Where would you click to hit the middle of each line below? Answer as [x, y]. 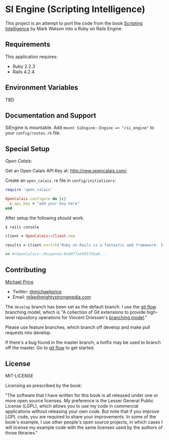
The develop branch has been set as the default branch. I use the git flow [81, 307]
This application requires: [31, 56]
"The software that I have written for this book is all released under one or [82, 395]
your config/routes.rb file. [33, 133]
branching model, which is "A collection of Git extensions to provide [75, 312]
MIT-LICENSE [19, 375]
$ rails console [22, 227]
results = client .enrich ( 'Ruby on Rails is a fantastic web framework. [82, 245]
